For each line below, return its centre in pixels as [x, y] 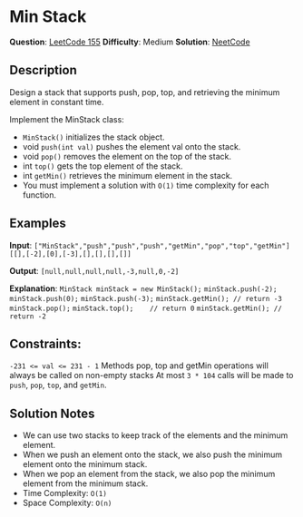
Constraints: [45, 343]
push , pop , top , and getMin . [58, 385]
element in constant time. [57, 102]
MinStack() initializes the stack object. [93, 137]
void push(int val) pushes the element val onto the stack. [132, 146]
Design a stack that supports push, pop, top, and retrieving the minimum [145, 92]
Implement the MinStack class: [67, 119]
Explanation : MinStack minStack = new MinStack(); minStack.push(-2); [143, 288]
